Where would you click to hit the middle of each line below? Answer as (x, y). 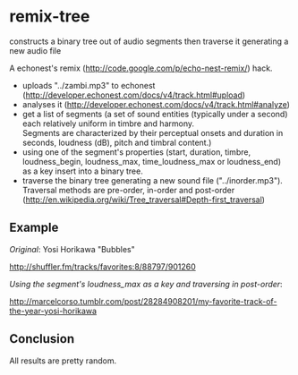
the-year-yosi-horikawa (53, 311)
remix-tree (50, 17)
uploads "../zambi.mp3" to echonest (89, 85)
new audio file (35, 50)
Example (34, 228)
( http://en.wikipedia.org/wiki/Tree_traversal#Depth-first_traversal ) (144, 200)
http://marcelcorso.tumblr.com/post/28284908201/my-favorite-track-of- (143, 301)
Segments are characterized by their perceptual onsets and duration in (153, 132)
